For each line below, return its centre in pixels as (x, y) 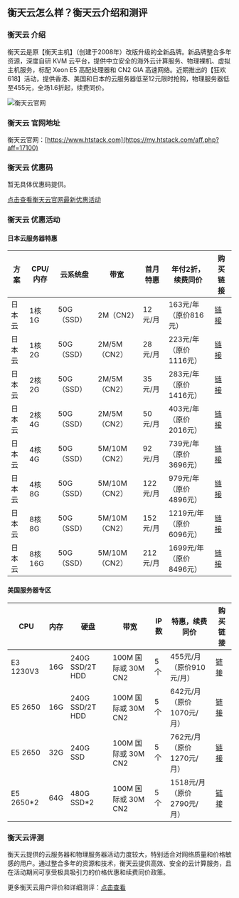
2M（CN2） (118, 315)
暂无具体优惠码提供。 (38, 185)
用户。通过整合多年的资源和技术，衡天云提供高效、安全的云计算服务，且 (126, 863)
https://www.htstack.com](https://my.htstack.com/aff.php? (133, 139)
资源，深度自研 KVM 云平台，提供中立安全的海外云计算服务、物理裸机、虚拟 (119, 61)
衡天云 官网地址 (34, 123)
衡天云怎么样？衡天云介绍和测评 (78, 13)
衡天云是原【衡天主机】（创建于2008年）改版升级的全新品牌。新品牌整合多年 (119, 51)
